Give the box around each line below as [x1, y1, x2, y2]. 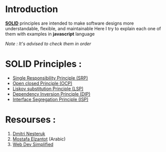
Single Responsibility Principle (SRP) [12, 74, 88, 81]
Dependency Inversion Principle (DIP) [12, 91, 91, 97]
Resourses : [5, 114, 56, 125]
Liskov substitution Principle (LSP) [12, 86, 84, 92]
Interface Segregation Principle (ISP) [12, 96, 89, 102]
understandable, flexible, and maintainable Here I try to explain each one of [5, 25, 161, 31]
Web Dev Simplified [12, 141, 54, 147]
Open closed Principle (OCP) [12, 80, 72, 86]
